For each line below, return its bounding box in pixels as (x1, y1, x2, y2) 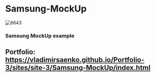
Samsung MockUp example (5, 32, 75, 39)
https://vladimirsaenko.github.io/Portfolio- (5, 56, 145, 64)
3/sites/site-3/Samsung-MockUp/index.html (5, 63, 151, 72)
